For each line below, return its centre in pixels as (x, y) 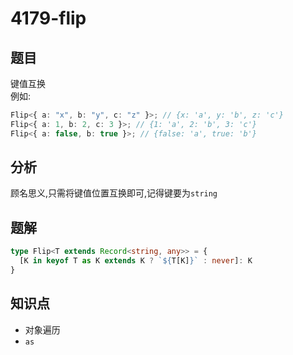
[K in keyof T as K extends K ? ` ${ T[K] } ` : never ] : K (136, 261)
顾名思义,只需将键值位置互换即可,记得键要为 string (114, 193)
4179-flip (48, 18)
